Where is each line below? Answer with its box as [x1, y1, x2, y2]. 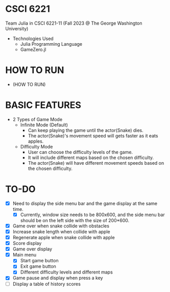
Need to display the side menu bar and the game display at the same [12, 200, 158, 206]
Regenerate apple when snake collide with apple [12, 235, 115, 240]
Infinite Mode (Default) [20, 122, 68, 128]
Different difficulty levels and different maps [20, 269, 113, 275]
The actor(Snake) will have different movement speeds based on [28, 160, 164, 166]
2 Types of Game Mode [12, 116, 63, 122]
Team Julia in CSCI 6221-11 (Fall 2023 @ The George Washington [5, 20, 142, 26]
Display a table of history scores [12, 281, 81, 287]
